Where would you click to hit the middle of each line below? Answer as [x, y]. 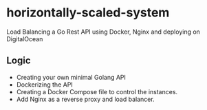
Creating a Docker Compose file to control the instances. [97, 91]
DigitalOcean [25, 38]
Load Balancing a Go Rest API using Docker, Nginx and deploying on [103, 32]
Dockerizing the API [44, 85]
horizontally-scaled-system [88, 13]
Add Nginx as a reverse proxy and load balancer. [86, 99]
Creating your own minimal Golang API [71, 77]
